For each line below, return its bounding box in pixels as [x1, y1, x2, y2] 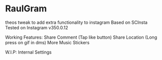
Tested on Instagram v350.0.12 [5, 24, 68, 30]
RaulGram [5, 3, 47, 14]
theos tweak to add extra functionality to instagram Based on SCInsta [5, 19, 148, 25]
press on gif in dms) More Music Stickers [5, 39, 90, 45]
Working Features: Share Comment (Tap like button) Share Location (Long [5, 34, 158, 40]
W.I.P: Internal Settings [5, 49, 52, 55]
